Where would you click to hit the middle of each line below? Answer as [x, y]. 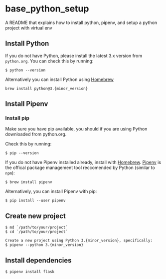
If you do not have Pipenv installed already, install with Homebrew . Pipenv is [83, 162]
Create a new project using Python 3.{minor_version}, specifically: [79, 240]
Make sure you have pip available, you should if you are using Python [76, 129]
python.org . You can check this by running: [49, 61]
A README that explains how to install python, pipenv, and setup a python [81, 22]
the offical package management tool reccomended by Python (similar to [80, 167]
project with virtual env [29, 27]
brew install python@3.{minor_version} [47, 88]
